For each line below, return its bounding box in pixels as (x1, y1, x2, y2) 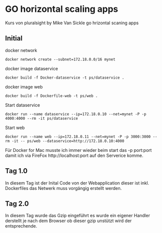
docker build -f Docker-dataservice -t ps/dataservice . (5, 75, 125, 80)
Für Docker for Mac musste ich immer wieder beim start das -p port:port (5, 147, 152, 153)
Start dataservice (5, 102, 40, 108)
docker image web (5, 84, 43, 90)
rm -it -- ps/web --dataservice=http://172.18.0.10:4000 (5, 139, 125, 143)
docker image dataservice (5, 65, 58, 71)
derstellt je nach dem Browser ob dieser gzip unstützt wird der (5, 218, 132, 224)
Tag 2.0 (5, 199, 29, 208)
